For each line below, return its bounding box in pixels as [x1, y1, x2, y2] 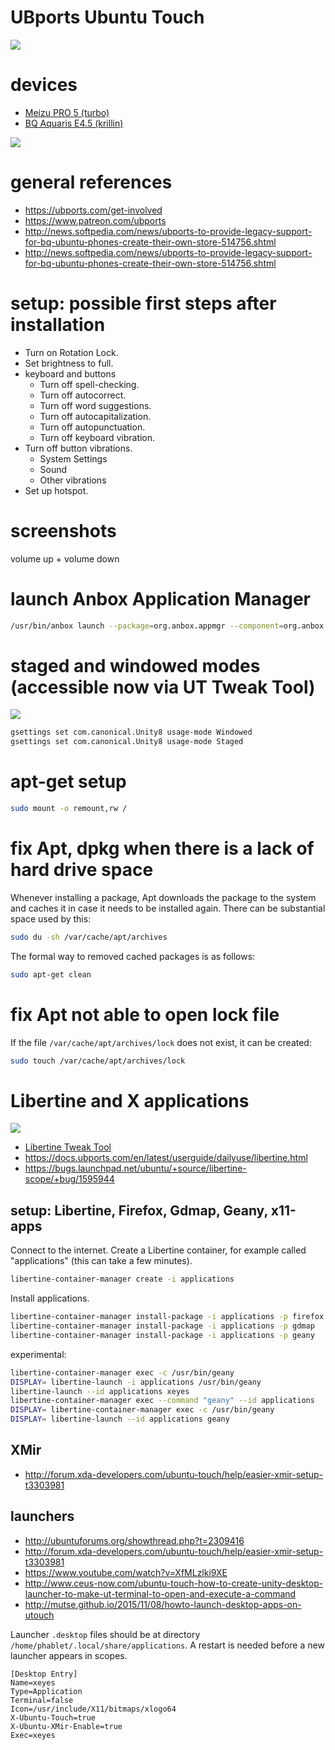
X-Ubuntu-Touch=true [10, 1712, 97, 1723]
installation [10, 314, 106, 336]
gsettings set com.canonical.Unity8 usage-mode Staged [10, 737, 244, 747]
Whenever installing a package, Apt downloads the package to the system [10, 891, 317, 903]
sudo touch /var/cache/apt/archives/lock [10, 1056, 186, 1066]
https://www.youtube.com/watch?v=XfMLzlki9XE [24, 1566, 228, 1578]
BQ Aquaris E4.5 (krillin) [24, 117, 124, 129]
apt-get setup [10, 771, 127, 793]
